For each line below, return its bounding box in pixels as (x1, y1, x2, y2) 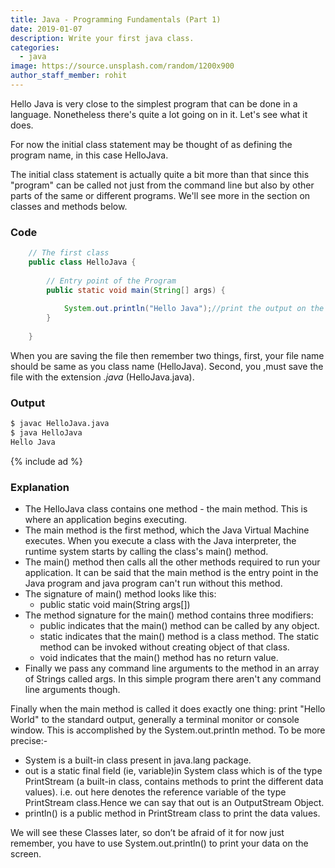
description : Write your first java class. (10, 33, 195, 43)
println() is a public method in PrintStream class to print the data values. (24, 807, 321, 820)
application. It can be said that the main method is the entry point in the (24, 567, 319, 579)
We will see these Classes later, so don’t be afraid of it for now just (10, 827, 285, 839)
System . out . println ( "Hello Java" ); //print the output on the (63, 304, 325, 314)
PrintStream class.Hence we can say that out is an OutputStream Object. (24, 797, 325, 809)
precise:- (10, 735, 48, 747)
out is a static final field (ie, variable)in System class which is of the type (24, 765, 323, 777)
